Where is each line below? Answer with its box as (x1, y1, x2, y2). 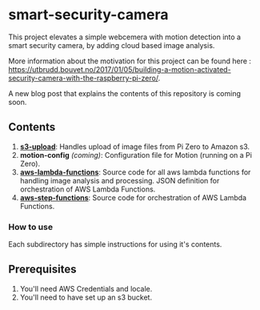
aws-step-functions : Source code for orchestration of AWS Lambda (19, 192, 246, 202)
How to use (8, 221, 54, 232)
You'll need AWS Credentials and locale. (19, 284, 153, 293)
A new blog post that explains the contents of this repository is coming (8, 88, 242, 98)
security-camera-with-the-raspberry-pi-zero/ (8, 73, 158, 83)
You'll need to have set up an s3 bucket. (19, 292, 153, 302)
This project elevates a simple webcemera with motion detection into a (8, 32, 242, 42)
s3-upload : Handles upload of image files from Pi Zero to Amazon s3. (19, 142, 250, 151)
